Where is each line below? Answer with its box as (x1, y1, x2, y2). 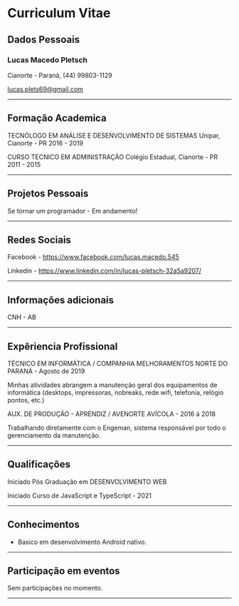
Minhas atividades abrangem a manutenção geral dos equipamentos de (7, 380, 218, 389)
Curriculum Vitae (7, 5, 111, 21)
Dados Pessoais (7, 34, 80, 46)
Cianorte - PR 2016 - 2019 (7, 138, 84, 147)
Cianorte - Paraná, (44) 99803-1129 (7, 71, 112, 79)
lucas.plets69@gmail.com (7, 84, 84, 94)
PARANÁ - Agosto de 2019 (7, 366, 85, 375)
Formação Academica (7, 112, 107, 124)
